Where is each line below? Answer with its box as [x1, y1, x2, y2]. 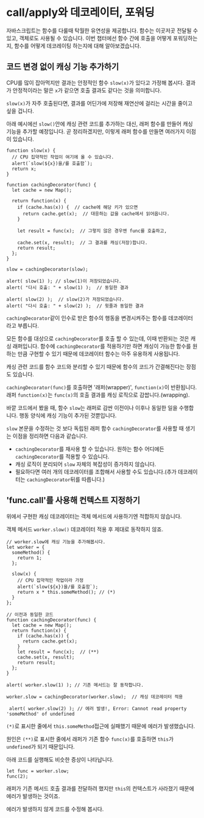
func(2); [6, 773, 29, 780]
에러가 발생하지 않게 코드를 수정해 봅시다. [6, 805, 104, 813]
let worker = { [6, 544, 45, 550]
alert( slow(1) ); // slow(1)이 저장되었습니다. [6, 278, 122, 284]
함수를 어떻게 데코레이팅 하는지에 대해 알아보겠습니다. [14, 42, 141, 49]
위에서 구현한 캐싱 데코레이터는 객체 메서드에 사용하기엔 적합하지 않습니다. [6, 512, 182, 520]
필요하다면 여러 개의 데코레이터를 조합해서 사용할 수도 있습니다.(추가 [15, 468, 177, 475]
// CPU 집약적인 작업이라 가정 [17, 577, 84, 584]
